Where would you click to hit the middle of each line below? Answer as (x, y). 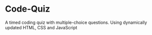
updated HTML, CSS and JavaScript (41, 27)
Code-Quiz (28, 9)
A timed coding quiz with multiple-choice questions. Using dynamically (76, 22)
